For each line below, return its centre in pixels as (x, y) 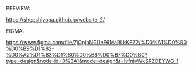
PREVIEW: (18, 8)
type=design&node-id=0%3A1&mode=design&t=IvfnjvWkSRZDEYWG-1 (92, 61)
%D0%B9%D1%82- (30, 48)
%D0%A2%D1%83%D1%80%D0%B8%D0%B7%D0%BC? (77, 55)
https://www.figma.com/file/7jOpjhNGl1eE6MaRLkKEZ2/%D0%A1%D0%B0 (96, 42)
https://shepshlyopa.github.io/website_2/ (56, 20)
